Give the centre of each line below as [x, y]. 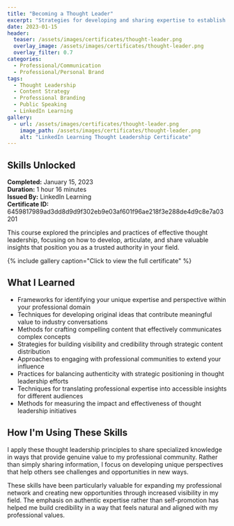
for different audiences [50, 396]
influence [31, 366]
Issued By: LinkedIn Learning [49, 197]
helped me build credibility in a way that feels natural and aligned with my [112, 507]
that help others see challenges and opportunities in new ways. [98, 472]
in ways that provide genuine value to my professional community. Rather [112, 457]
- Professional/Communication [57, 66]
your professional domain [54, 307]
